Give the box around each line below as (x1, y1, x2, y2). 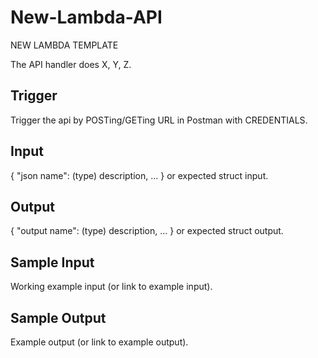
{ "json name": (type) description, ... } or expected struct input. (10, 169, 269, 181)
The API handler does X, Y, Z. (10, 58, 132, 70)
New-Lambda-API (10, 6, 163, 29)
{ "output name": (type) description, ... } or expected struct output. (10, 225, 284, 237)
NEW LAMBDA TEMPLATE (10, 39, 119, 51)
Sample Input (10, 254, 95, 271)
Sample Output (10, 309, 107, 326)
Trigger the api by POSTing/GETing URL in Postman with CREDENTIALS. (10, 114, 308, 126)
